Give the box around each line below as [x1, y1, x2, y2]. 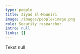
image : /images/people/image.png [5, 16, 75, 21]
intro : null [5, 26, 30, 31]
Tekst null [5, 44, 26, 50]
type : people [5, 7, 33, 12]
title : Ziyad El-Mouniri [5, 12, 57, 17]
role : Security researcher [5, 21, 62, 26]
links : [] [5, 30, 26, 35]
